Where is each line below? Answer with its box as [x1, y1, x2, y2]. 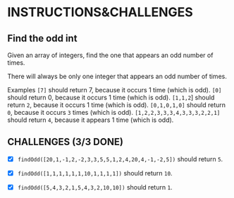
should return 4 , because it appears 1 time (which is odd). [7, 116, 174, 124]
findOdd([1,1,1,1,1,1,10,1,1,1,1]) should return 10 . [17, 168, 173, 177]
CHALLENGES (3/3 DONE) [7, 136, 123, 148]
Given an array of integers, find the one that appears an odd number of [7, 51, 214, 59]
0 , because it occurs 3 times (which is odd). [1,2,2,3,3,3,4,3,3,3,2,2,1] [7, 109, 221, 116]
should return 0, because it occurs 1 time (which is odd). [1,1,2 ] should [7, 93, 215, 101]
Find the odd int [7, 32, 78, 44]
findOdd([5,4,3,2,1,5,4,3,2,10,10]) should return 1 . [17, 182, 173, 191]
